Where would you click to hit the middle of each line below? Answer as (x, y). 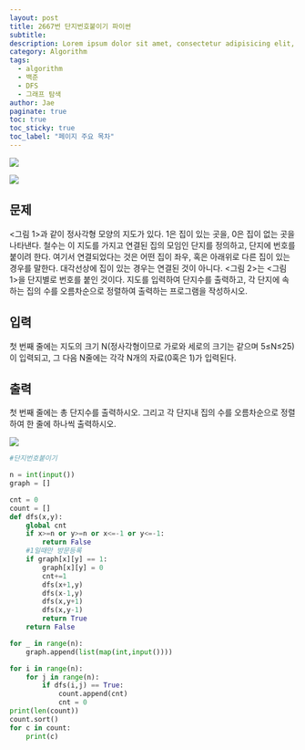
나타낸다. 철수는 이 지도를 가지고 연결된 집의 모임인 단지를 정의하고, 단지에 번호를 (152, 245)
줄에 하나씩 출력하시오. (76, 424)
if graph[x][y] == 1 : (66, 559)
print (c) (42, 736)
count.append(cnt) (93, 694)
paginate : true (38, 111)
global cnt (46, 526)
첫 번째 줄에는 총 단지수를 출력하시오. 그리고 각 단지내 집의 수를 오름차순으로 (144, 412)
